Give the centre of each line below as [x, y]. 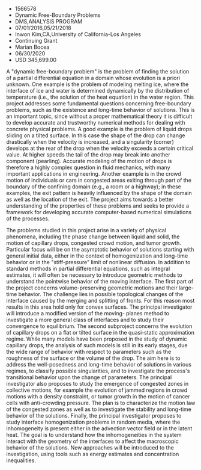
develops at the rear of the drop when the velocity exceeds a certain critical [100, 148]
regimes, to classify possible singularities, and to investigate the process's [98, 371]
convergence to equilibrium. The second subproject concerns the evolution [99, 326]
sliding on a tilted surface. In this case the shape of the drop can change [96, 135]
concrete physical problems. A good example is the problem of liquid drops [99, 129]
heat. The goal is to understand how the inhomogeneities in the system [94, 435]
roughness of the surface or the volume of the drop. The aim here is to [93, 358]
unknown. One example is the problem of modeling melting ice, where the [97, 84]
